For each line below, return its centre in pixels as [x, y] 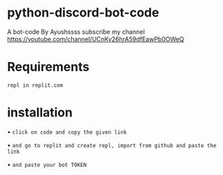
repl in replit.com [35, 85]
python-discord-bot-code [83, 13]
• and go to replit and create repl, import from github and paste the [112, 145]
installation [40, 113]
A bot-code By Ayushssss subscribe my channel [76, 32]
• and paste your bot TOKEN [47, 164]
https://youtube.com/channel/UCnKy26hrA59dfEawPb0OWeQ [96, 39]
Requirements [48, 67]
